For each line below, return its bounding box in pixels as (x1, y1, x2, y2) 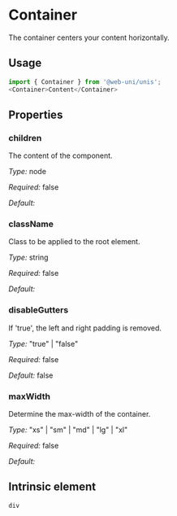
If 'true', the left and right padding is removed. (8, 323, 162, 333)
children (8, 132, 42, 143)
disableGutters (8, 304, 69, 316)
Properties (8, 107, 63, 121)
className (8, 218, 54, 230)
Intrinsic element (8, 480, 96, 494)
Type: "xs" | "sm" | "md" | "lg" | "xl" (8, 425, 128, 435)
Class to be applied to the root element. (8, 237, 140, 247)
